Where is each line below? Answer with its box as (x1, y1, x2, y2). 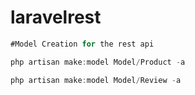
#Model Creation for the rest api (10, 39, 155, 49)
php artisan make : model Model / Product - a (10, 57, 186, 67)
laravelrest (10, 6, 102, 29)
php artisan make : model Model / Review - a (10, 75, 182, 85)
